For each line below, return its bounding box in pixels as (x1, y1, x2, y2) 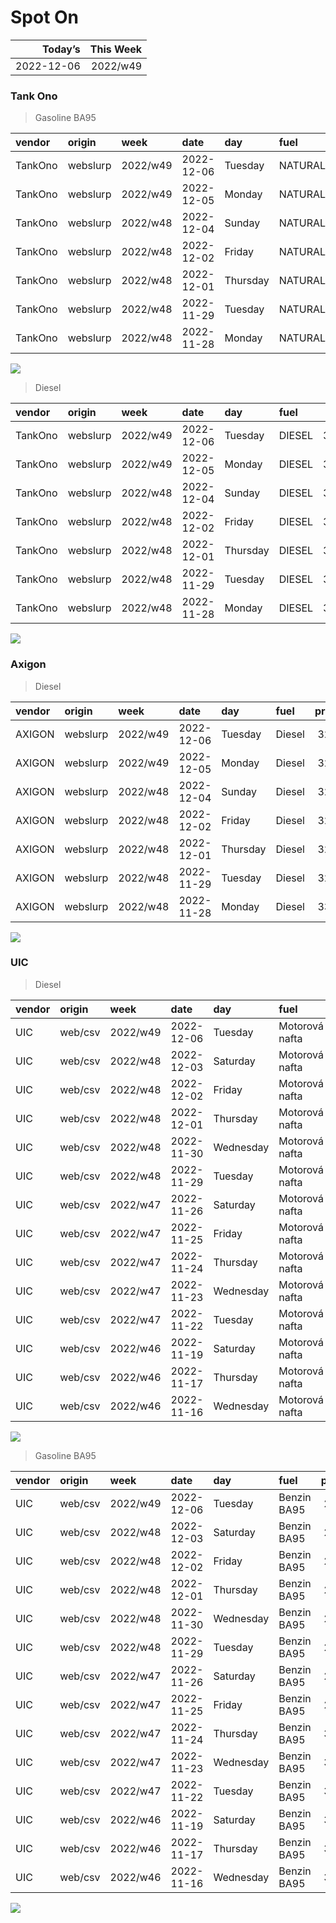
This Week (89, 42, 143, 56)
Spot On (10, 6, 80, 29)
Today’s (41, 42, 81, 56)
